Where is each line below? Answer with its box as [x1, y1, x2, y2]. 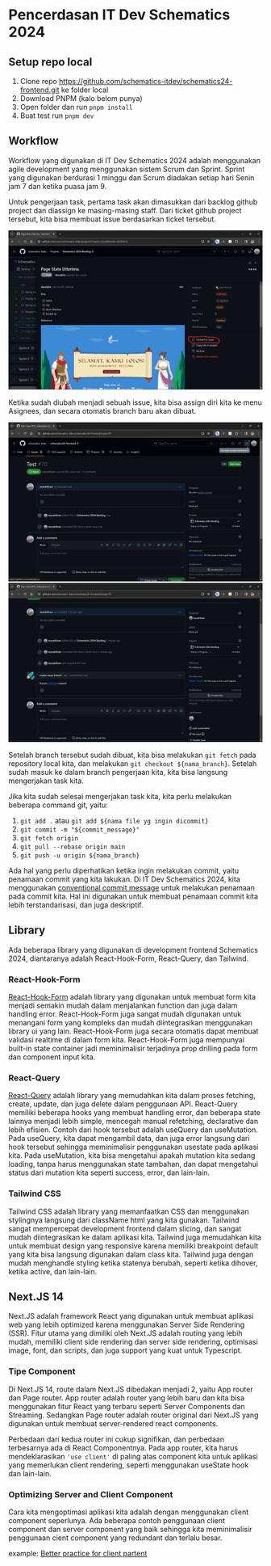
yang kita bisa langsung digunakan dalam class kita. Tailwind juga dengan [8, 1249, 254, 1259]
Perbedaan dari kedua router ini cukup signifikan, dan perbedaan [8, 1434, 224, 1444]
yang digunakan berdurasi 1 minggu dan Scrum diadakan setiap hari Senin [8, 172, 255, 183]
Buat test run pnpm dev [19, 111, 94, 120]
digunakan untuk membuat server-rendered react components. [8, 1418, 219, 1428]
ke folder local [60, 85, 109, 95]
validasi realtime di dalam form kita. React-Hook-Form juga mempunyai [8, 1034, 244, 1044]
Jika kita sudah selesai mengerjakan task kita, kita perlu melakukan [8, 791, 232, 801]
